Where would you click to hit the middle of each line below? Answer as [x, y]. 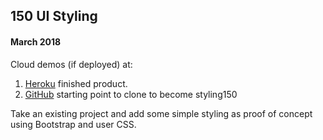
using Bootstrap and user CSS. [73, 124]
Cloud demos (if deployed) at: [71, 64]
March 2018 [36, 41]
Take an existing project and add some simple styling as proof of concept [161, 113]
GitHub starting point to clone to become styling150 [131, 94]
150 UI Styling [54, 16]
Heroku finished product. [76, 83]
